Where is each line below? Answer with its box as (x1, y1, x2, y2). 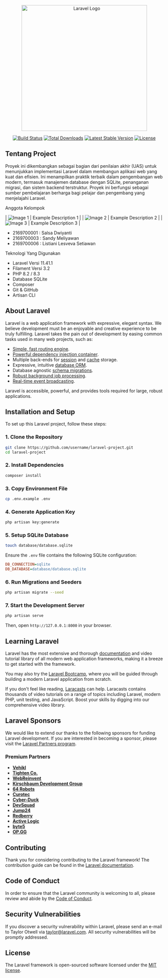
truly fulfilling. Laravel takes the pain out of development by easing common (5, 330, 162, 337)
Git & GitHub (12, 287, 39, 293)
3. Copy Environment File (5, 485, 68, 492)
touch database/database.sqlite (5, 543, 73, 548)
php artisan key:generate (5, 520, 59, 525)
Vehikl (12, 764, 27, 771)
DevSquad (12, 802, 35, 808)
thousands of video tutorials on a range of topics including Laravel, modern (5, 691, 161, 697)
